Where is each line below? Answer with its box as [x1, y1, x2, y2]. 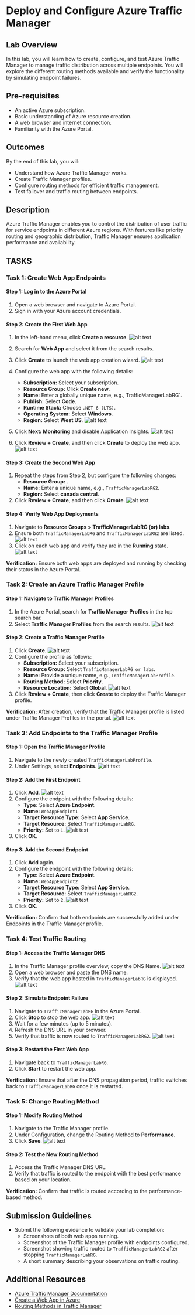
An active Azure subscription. [14, 107, 86, 114]
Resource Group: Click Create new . [23, 386, 110, 393]
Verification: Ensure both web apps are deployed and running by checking [6, 560, 187, 567]
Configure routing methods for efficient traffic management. [14, 182, 159, 189]
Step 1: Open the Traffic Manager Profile [6, 743, 106, 751]
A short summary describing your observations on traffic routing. [23, 1258, 180, 1265]
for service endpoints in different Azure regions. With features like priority [6, 227, 184, 234]
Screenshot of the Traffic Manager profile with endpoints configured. [23, 1239, 190, 1246]
